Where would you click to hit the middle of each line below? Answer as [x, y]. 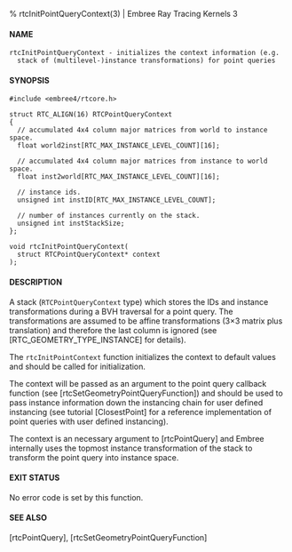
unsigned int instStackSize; [71, 224]
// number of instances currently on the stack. [109, 216]
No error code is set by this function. [76, 497]
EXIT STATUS [35, 478]
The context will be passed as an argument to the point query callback [138, 383]
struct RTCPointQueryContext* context [89, 255]
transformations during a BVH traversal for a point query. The [121, 311]
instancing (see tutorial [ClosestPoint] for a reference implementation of [141, 412]
